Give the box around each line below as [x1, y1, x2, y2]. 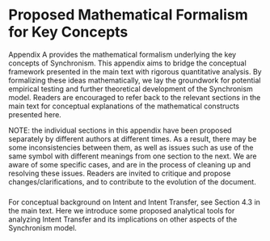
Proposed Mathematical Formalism [8, 6, 248, 24]
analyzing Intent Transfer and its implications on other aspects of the [8, 214, 238, 224]
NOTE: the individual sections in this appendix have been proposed [8, 125, 232, 135]
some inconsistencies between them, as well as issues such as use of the [8, 142, 254, 152]
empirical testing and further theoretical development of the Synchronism [8, 83, 253, 94]
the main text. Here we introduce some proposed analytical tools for [8, 205, 235, 215]
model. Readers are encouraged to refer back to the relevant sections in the [8, 92, 261, 102]
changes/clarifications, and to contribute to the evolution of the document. [8, 176, 256, 187]
